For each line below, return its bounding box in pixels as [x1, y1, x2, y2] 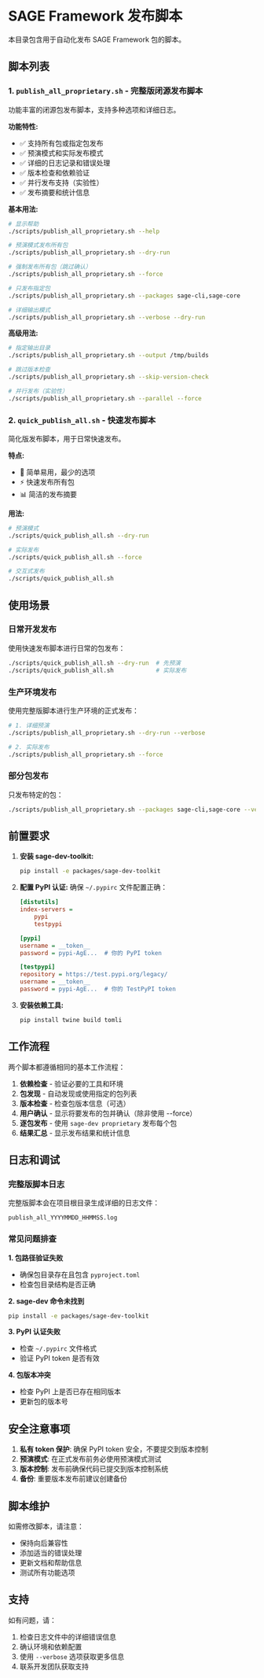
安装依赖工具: [19, 1000, 64, 1009]
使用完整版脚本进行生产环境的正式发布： [8, 706, 139, 715]
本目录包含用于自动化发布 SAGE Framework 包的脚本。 [8, 35, 186, 44]
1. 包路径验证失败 [8, 1252, 64, 1263]
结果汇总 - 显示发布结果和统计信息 [19, 1128, 131, 1138]
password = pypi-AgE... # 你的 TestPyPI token [19, 985, 177, 994]
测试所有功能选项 [19, 1568, 75, 1577]
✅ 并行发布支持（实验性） [19, 178, 104, 187]
